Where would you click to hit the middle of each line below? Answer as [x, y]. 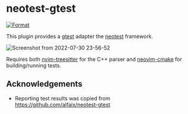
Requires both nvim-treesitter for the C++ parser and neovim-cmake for [94, 59]
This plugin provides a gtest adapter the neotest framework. [80, 36]
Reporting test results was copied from [62, 98]
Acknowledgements [44, 84]
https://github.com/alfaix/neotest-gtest [62, 105]
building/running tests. [34, 65]
